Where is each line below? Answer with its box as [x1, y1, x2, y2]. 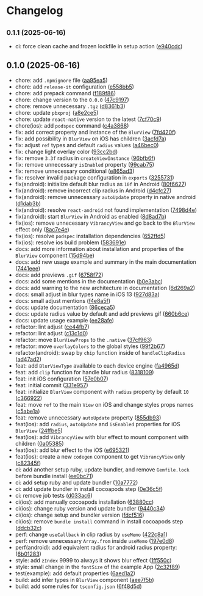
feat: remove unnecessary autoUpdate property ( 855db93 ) [15, 413, 162, 421]
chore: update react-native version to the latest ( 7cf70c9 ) [15, 115, 162, 123]
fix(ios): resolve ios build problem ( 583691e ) [15, 239, 126, 246]
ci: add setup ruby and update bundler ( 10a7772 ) [15, 479, 138, 486]
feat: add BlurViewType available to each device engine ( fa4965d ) [15, 362, 180, 369]
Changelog [6, 4, 63, 18]
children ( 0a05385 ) [15, 440, 64, 447]
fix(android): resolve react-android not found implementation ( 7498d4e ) [15, 206, 197, 214]
